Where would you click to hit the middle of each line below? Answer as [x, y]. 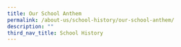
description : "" [30, 26]
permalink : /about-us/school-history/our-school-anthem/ [91, 20]
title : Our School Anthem [44, 13]
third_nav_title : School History [55, 33]
